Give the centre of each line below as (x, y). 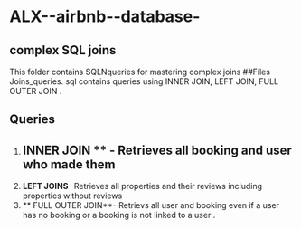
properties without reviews (72, 196)
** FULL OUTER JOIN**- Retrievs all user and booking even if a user (151, 205)
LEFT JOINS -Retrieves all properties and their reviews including (142, 186)
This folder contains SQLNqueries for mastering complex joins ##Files (140, 72)
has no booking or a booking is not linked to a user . (119, 215)
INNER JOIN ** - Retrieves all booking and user (157, 150)
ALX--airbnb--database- (105, 17)
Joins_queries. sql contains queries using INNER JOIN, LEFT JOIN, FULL (144, 81)
